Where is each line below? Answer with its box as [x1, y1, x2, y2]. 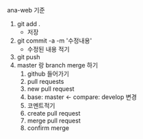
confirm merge [27, 124, 70, 132]
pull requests [27, 78, 64, 85]
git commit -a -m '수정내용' [16, 36, 92, 45]
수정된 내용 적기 [27, 45, 70, 53]
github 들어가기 [27, 69, 70, 78]
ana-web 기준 [7, 6, 46, 14]
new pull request [27, 85, 75, 93]
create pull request [27, 109, 81, 117]
